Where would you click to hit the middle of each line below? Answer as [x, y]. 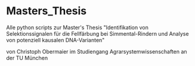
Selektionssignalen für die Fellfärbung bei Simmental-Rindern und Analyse [97, 33]
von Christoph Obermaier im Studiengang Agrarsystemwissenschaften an [97, 51]
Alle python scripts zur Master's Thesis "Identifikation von [78, 27]
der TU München [27, 58]
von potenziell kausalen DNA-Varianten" [55, 40]
